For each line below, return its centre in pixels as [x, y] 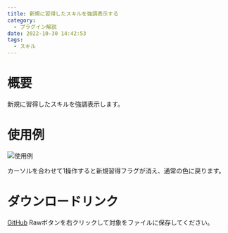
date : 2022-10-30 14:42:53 [47, 33]
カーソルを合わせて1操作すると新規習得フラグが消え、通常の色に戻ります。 [116, 171]
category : [22, 20]
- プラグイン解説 [35, 27]
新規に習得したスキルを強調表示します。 [66, 104]
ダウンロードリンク [63, 202]
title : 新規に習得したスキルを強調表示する [63, 14]
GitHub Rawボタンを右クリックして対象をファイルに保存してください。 [110, 222]
